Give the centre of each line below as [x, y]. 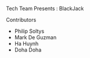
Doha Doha [28, 50]
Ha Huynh [26, 44]
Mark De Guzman [35, 37]
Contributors [21, 20]
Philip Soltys [29, 31]
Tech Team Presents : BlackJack [45, 8]
